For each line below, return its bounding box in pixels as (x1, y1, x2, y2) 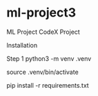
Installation (6, 41, 38, 49)
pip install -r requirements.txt (6, 81, 89, 89)
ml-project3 (6, 5, 77, 21)
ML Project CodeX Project (6, 28, 80, 36)
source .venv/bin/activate (6, 68, 79, 76)
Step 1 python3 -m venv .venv (6, 54, 92, 63)
